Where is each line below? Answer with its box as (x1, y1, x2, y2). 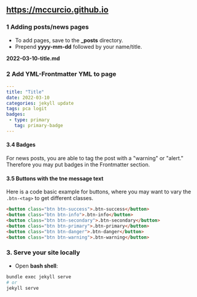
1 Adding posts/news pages (6, 23, 89, 31)
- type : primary (8, 117, 50, 123)
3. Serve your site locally (6, 248, 80, 257)
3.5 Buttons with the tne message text (6, 175, 104, 182)
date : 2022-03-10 (6, 95, 50, 101)
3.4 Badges (6, 141, 36, 148)
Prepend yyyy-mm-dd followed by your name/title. (14, 43, 143, 50)
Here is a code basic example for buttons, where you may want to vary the (6, 188, 192, 195)
